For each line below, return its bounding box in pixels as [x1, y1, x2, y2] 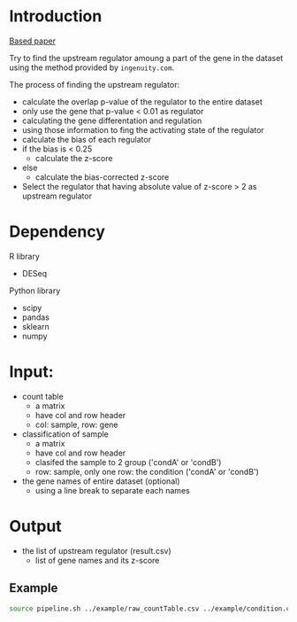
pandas [21, 312, 50, 323]
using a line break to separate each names [34, 485, 190, 495]
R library [9, 251, 40, 261]
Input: [9, 362, 54, 382]
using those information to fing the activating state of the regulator [21, 124, 265, 135]
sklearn [21, 321, 50, 331]
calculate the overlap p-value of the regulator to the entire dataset [21, 96, 263, 107]
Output [9, 517, 62, 536]
